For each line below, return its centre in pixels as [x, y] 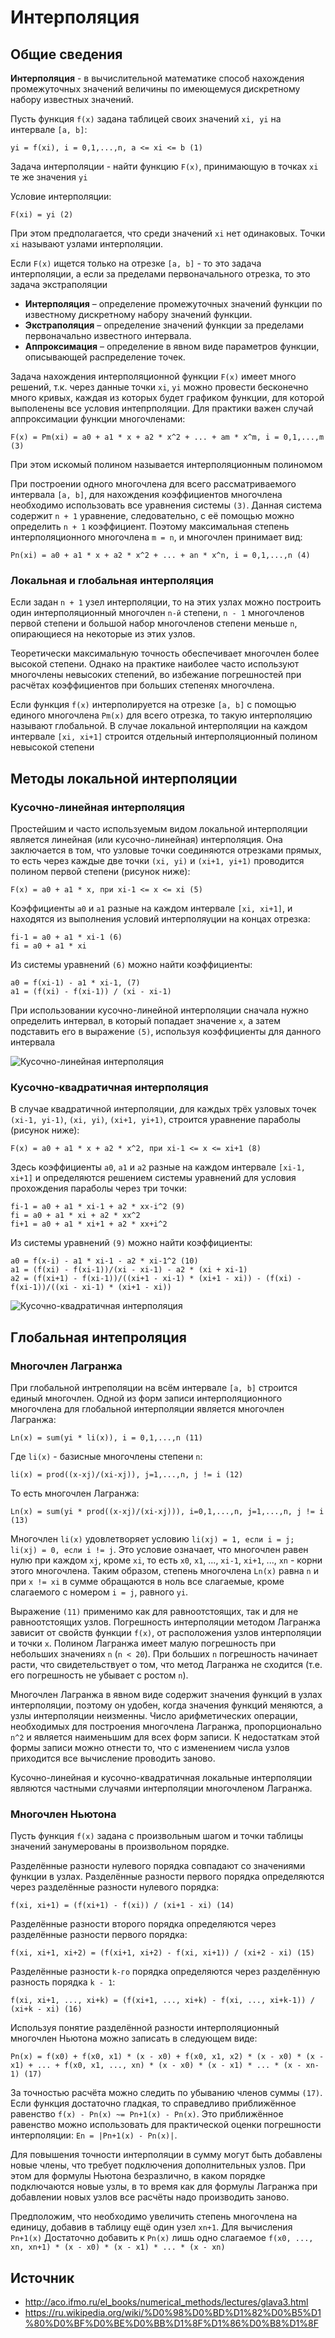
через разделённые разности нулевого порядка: [115, 1887]
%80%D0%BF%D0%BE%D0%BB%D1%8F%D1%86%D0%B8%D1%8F [171, 2323]
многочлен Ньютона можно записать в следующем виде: [134, 2038]
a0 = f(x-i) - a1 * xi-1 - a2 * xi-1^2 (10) [104, 1261]
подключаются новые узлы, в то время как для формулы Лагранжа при [164, 2187]
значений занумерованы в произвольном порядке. [120, 1847]
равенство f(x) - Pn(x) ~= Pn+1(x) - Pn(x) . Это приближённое [147, 2114]
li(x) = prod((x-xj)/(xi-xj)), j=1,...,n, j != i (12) [127, 1474]
